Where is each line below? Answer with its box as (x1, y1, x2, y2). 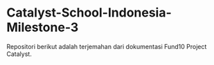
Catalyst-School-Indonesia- (6, 5, 172, 21)
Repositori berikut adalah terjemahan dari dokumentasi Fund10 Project (6, 42, 207, 50)
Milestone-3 (6, 19, 79, 35)
